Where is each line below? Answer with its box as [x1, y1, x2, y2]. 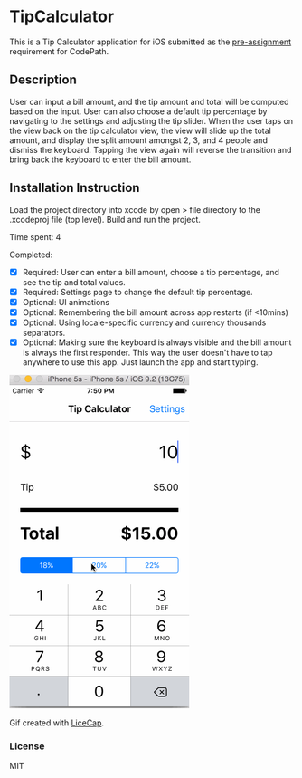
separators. [22, 327, 66, 338]
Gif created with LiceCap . [9, 717, 105, 728]
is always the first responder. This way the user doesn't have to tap [22, 347, 273, 358]
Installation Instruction [9, 180, 140, 196]
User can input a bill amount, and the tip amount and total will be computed [9, 96, 289, 107]
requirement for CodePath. [9, 45, 109, 56]
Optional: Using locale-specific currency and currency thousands [22, 317, 267, 328]
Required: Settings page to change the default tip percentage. [22, 286, 253, 297]
